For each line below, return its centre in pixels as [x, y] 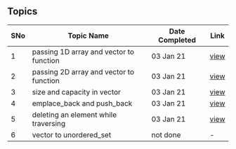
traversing [49, 123]
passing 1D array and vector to [83, 52]
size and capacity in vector [77, 92]
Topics [22, 12]
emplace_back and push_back [82, 103]
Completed [177, 40]
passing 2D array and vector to [83, 71]
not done [166, 134]
